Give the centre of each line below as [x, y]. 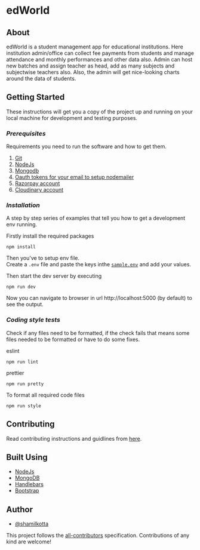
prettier [15, 373]
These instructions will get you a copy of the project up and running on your [99, 112]
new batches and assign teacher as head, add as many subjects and [90, 66]
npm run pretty [25, 384]
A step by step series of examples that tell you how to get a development [96, 218]
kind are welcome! [29, 542]
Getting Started [36, 97]
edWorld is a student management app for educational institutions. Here [95, 47]
